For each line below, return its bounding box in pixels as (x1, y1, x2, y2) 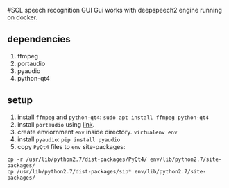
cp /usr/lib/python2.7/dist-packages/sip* (7, 168, 132, 175)
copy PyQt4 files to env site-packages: (17, 142, 126, 150)
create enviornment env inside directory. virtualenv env (17, 127, 178, 136)
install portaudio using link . (17, 120, 95, 128)
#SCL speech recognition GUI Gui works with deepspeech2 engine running (7, 6, 222, 14)
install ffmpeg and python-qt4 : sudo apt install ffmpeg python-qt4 (17, 113, 210, 121)
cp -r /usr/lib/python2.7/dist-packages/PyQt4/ (7, 156, 148, 163)
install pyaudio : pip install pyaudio (17, 135, 121, 143)
